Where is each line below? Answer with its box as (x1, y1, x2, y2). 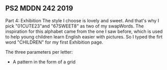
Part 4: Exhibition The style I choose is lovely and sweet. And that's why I (5, 17, 159, 23)
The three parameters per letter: (5, 49, 73, 55)
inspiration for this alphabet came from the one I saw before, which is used (5, 28, 163, 34)
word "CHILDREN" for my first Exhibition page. (5, 39, 104, 45)
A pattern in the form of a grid (12, 58, 76, 65)
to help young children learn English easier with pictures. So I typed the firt (5, 33, 163, 40)
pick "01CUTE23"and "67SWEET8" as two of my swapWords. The (5, 23, 144, 29)
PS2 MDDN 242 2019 (5, 4, 73, 13)
